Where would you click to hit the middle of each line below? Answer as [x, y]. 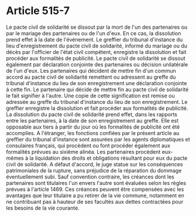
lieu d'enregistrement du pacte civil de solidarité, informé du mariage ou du [97, 46]
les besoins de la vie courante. [43, 208]
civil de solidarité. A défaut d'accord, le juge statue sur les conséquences [94, 164]
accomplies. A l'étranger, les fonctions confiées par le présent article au [93, 133]
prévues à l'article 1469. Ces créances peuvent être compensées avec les [95, 189]
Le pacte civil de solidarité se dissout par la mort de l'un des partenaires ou [97, 27]
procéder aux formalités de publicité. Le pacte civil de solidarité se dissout [96, 58]
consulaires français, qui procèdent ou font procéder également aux [88, 146]
